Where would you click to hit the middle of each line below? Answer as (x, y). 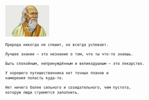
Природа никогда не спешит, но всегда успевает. (57, 45)
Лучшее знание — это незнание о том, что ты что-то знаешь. (69, 54)
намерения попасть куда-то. (35, 78)
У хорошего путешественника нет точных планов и (57, 73)
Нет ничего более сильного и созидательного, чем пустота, (68, 87)
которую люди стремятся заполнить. (42, 92)
